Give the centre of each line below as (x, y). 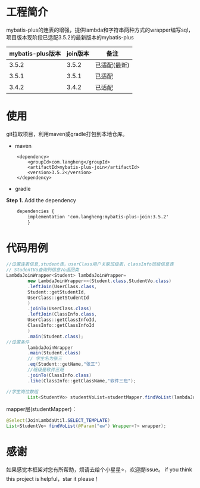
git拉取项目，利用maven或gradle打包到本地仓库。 (67, 134)
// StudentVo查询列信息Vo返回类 (43, 270)
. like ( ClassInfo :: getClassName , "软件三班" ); (82, 381)
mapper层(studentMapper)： (42, 409)
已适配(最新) (112, 65)
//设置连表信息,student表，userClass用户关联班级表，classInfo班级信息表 (90, 264)
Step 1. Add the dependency (41, 200)
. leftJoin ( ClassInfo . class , (62, 314)
